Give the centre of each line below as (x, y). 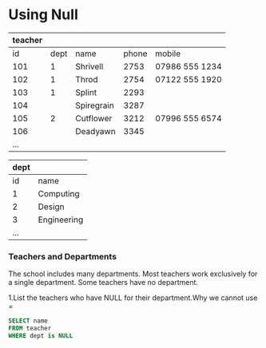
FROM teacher (30, 329)
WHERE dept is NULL (41, 336)
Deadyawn (95, 131)
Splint (86, 92)
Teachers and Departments (63, 256)
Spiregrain (95, 105)
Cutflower (94, 118)
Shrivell (89, 66)
